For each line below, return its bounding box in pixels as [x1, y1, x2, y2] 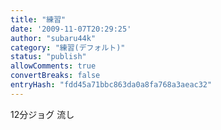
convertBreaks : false [10, 71, 101, 81]
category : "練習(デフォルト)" [10, 42, 126, 53]
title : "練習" [10, 14, 67, 25]
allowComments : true [10, 61, 97, 71]
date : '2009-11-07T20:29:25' [10, 24, 132, 34]
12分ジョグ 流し [10, 108, 75, 120]
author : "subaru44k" [10, 33, 97, 43]
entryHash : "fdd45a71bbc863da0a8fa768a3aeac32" [10, 80, 213, 90]
